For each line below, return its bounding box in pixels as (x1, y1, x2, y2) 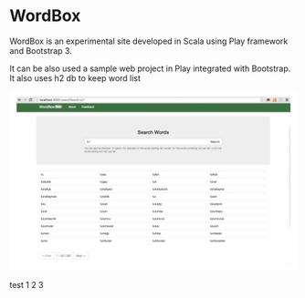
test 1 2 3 (9, 279, 44, 290)
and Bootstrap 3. (9, 45, 73, 56)
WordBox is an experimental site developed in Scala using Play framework (9, 36, 289, 46)
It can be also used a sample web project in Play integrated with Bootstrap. (9, 63, 291, 74)
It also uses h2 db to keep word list (9, 72, 142, 83)
